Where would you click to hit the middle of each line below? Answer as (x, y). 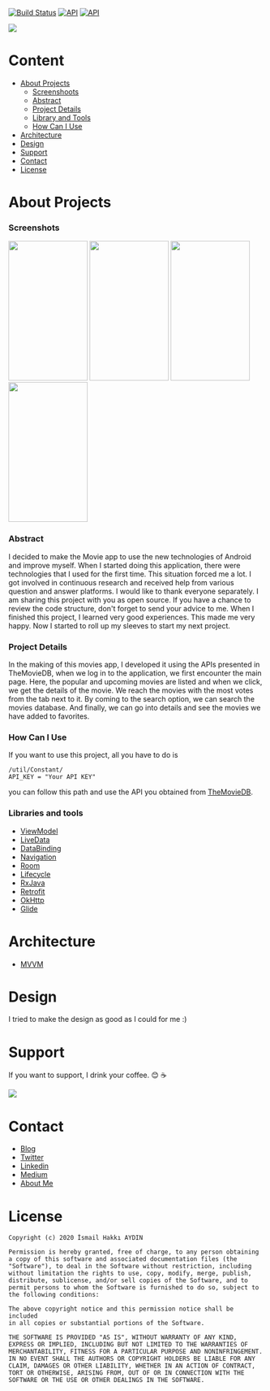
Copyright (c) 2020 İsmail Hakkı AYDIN (76, 1238)
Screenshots (34, 228)
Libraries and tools (46, 813)
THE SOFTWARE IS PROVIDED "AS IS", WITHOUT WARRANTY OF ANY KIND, (123, 1337)
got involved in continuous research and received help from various (121, 582)
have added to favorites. (49, 716)
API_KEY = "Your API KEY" (52, 777)
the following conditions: (54, 1295)
